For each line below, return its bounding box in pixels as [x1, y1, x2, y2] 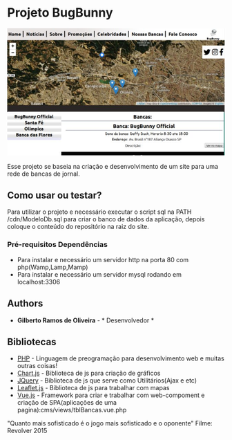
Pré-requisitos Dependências [7, 240, 108, 250]
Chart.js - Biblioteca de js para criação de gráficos [17, 369, 161, 378]
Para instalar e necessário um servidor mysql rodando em [17, 270, 182, 278]
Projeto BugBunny [7, 5, 113, 21]
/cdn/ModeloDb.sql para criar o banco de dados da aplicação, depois [7, 215, 205, 223]
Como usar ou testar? [7, 190, 102, 201]
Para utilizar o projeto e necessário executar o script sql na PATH [7, 208, 192, 216]
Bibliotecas [7, 336, 57, 347]
